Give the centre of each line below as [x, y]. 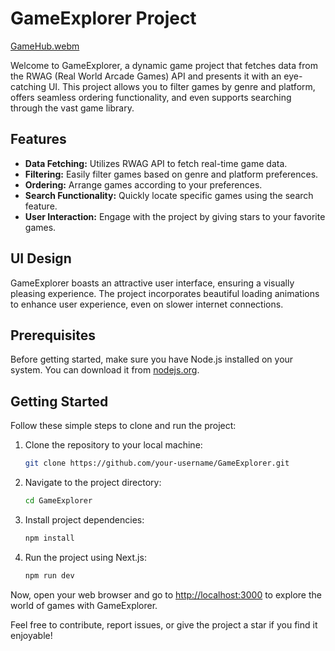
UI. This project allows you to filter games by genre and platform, [182, 86]
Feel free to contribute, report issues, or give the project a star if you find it [164, 624]
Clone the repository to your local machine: [113, 445]
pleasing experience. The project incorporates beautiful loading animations [165, 293]
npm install [49, 538]
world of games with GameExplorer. [84, 605]
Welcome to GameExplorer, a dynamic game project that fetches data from [164, 65]
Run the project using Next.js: [85, 557]
